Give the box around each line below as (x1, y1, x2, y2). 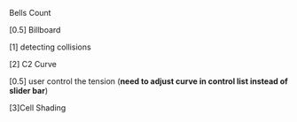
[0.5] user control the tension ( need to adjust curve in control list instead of (9, 76, 288, 87)
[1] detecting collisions (9, 42, 91, 52)
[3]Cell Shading (9, 103, 66, 113)
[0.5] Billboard (9, 25, 61, 34)
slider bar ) (9, 86, 49, 95)
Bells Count (9, 8, 51, 18)
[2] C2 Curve (9, 59, 58, 69)
